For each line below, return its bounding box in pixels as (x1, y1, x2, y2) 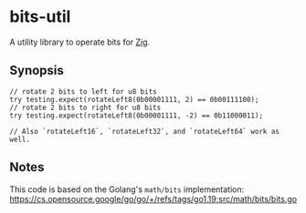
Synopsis (9, 63, 64, 78)
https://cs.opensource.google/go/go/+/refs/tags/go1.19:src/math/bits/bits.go (9, 193, 298, 204)
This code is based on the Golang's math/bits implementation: (9, 184, 245, 195)
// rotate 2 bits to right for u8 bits (9, 103, 162, 112)
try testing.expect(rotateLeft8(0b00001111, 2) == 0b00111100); (9, 95, 259, 104)
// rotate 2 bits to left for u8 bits (9, 86, 157, 96)
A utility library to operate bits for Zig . (9, 36, 151, 47)
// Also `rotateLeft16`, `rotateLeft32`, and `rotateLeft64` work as (9, 127, 280, 136)
